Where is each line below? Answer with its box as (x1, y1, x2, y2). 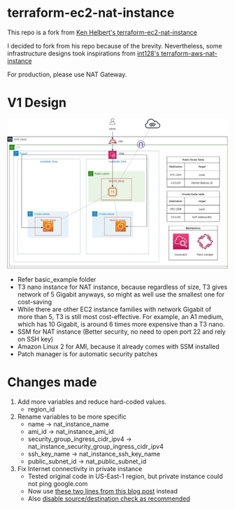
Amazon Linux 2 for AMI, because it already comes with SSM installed (17, 342, 220, 351)
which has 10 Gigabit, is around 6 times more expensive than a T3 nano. (17, 320, 225, 328)
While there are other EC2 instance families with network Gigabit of (17, 305, 212, 313)
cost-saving (17, 297, 52, 306)
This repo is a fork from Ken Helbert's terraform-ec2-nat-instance (7, 28, 197, 36)
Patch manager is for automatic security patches (17, 349, 158, 358)
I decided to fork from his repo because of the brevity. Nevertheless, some (7, 41, 222, 50)
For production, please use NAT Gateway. (7, 70, 127, 79)
